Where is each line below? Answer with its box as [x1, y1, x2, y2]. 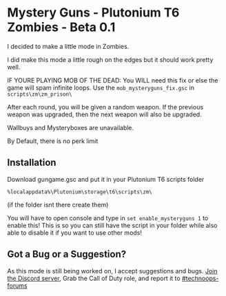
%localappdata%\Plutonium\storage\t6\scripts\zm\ [7, 188, 153, 195]
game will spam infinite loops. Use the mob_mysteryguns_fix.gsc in [7, 83, 195, 92]
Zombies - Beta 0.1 [7, 19, 116, 35]
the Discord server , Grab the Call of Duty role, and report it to [7, 274, 181, 282]
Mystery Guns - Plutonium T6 [7, 5, 180, 21]
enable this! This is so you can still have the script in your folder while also [7, 221, 218, 229]
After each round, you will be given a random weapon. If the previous [7, 103, 204, 111]
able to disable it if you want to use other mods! [7, 229, 143, 237]
